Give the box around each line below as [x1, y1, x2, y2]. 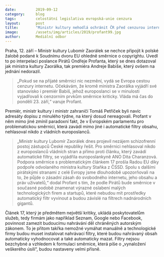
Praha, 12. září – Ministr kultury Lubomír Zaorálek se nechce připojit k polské [5, 47, 159, 54]
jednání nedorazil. [5, 68, 41, 74]
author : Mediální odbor [5, 35, 67, 40]
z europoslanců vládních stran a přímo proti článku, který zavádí [17, 148, 146, 154]
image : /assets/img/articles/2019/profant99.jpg [5, 30, 121, 35]
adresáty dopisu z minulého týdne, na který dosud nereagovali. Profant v [5, 113, 151, 119]
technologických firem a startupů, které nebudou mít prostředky [17, 190, 146, 196]
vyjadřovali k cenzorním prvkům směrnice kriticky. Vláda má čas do [17, 93, 153, 99]
